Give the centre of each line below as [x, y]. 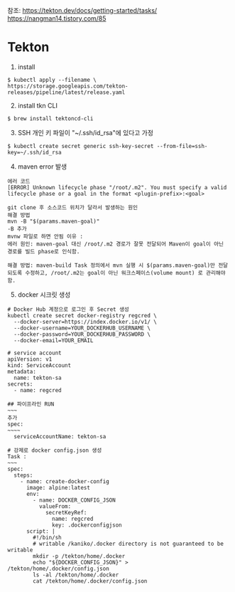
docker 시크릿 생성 [44, 295]
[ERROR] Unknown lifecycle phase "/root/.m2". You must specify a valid [117, 187]
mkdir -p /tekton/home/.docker [79, 556]
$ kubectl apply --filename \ [52, 80]
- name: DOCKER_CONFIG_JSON [74, 500]
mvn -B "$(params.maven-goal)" [54, 221]
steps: [23, 475]
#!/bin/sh [47, 537]
